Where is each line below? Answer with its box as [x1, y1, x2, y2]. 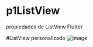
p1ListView [6, 4, 60, 17]
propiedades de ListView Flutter [6, 23, 83, 30]
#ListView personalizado [6, 34, 66, 41]
